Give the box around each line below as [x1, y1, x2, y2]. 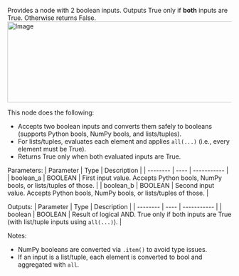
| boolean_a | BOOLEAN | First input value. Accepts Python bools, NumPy [7, 174, 223, 182]
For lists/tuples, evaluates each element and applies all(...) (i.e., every [17, 137, 230, 145]
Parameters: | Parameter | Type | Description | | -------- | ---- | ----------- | [7, 166, 229, 174]
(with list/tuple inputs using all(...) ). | [7, 218, 122, 226]
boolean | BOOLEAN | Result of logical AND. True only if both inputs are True [7, 210, 232, 218]
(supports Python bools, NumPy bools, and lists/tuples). [17, 129, 182, 138]
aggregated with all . [17, 260, 80, 269]
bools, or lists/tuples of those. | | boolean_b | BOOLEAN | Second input [7, 181, 215, 189]
